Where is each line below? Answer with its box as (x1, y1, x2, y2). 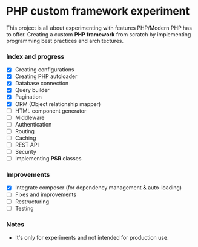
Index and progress (6, 52, 65, 61)
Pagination (15, 93, 42, 100)
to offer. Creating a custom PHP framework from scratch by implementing (6, 30, 191, 38)
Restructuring (15, 198, 50, 205)
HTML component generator (15, 107, 87, 114)
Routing (15, 127, 35, 134)
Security (15, 148, 36, 155)
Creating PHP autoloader (15, 73, 78, 80)
